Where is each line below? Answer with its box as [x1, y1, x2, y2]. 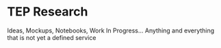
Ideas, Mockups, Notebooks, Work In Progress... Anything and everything [7, 26, 215, 34]
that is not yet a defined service [7, 33, 96, 41]
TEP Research [7, 4, 88, 20]
